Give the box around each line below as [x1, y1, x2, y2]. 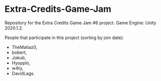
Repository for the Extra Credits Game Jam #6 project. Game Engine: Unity [4, 20, 157, 26]
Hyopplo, [11, 60, 31, 66]
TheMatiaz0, [11, 44, 37, 50]
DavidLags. [11, 70, 35, 76]
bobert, [11, 49, 27, 55]
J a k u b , [11, 54, 27, 60]
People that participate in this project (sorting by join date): [4, 35, 124, 40]
